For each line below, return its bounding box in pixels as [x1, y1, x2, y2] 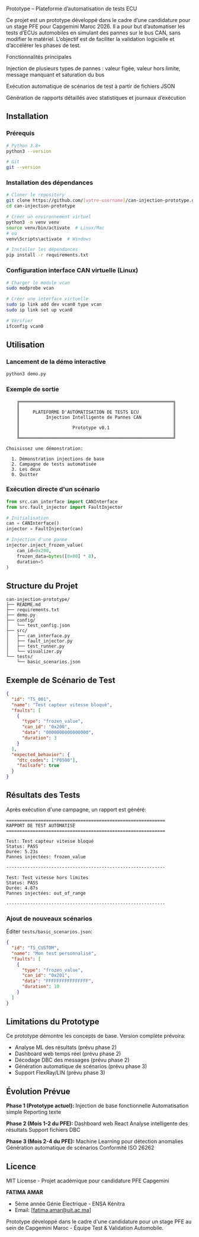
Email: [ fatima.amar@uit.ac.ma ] [14, 1207, 92, 1214]
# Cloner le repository [6, 192, 65, 198]
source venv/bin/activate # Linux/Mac [6, 225, 105, 231]
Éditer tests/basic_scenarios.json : [6, 928, 93, 935]
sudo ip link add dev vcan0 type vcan [6, 301, 102, 308]
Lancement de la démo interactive [6, 357, 107, 366]
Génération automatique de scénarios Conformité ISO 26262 [6, 1144, 155, 1151]
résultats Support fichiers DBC [6, 1126, 81, 1134]
